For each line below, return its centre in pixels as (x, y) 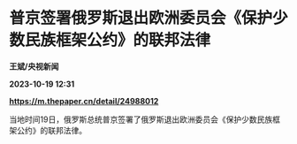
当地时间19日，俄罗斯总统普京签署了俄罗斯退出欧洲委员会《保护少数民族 (141, 119)
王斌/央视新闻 (34, 66)
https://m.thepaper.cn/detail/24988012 (84, 101)
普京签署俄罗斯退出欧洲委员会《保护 (141, 18)
